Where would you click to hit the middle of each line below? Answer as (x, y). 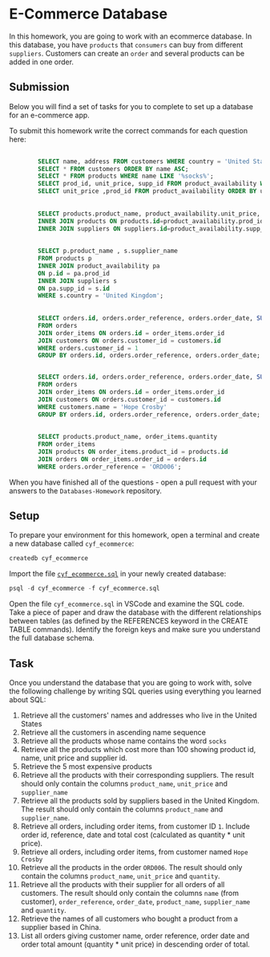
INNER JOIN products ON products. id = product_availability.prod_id (151, 221)
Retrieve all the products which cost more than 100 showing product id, (138, 749)
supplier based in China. (61, 927)
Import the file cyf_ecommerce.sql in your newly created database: (118, 574)
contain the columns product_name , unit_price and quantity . (120, 876)
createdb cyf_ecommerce (49, 558)
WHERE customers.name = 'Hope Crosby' (103, 407)
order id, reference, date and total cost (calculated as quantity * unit (133, 835)
